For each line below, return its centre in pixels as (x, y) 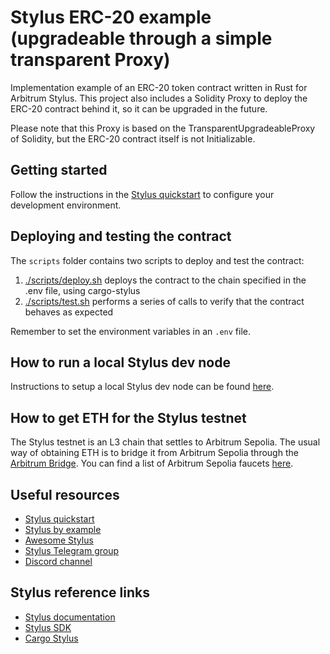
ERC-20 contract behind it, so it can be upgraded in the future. (139, 108)
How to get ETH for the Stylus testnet (128, 417)
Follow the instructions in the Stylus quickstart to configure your (142, 194)
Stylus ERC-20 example (111, 17)
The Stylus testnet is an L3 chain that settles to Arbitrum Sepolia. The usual (165, 442)
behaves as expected (69, 312)
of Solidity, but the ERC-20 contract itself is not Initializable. (133, 138)
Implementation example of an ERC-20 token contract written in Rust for (159, 87)
